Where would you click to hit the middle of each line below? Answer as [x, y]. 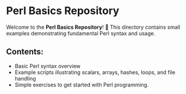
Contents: [25, 52]
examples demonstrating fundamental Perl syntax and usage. [81, 33]
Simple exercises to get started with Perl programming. [81, 85]
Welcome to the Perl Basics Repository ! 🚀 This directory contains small [93, 27]
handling [25, 78]
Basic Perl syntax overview [48, 66]
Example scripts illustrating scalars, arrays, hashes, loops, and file [95, 72]
